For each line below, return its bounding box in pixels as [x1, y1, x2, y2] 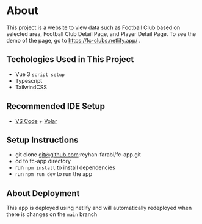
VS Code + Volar [15, 117, 57, 125]
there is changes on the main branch [6, 211, 98, 218]
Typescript [15, 77, 43, 84]
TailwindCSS [15, 83, 48, 91]
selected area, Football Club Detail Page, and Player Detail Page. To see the [6, 30, 197, 37]
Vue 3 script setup [15, 71, 65, 78]
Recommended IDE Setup [6, 101, 106, 111]
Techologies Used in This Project [6, 54, 134, 65]
